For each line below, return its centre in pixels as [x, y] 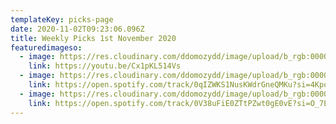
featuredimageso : [46, 47]
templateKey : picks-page [62, 19]
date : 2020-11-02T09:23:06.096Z [77, 29]
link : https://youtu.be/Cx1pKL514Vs [105, 66]
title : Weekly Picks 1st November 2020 [93, 38]
